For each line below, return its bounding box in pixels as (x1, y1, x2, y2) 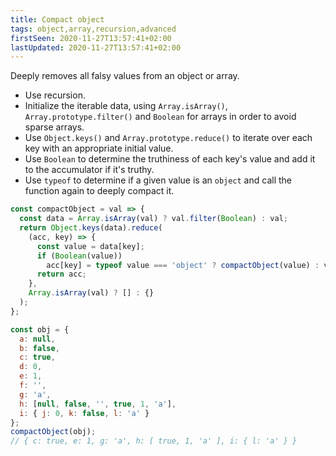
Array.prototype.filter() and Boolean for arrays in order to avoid (24, 111, 297, 123)
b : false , (19, 343, 60, 353)
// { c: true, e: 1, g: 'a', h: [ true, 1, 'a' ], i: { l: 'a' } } (10, 436, 298, 446)
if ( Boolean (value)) (36, 251, 123, 261)
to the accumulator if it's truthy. (24, 164, 155, 176)
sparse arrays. (24, 121, 85, 133)
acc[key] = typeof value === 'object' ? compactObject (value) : (46, 260, 320, 270)
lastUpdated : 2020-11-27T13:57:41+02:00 (10, 42, 182, 53)
